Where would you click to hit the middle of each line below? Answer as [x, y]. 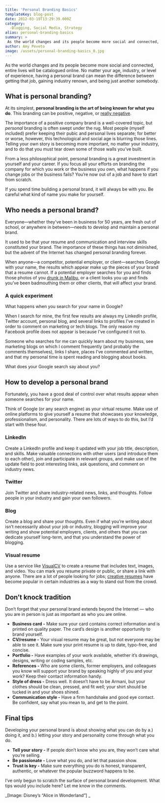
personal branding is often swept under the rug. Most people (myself [75, 128]
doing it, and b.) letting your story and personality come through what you [80, 735]
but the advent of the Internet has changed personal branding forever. [76, 253]
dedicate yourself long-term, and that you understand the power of [73, 537]
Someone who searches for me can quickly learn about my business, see [79, 342]
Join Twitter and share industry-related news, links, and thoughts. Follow [79, 493]
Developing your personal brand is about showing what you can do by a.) [79, 730]
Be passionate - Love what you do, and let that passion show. [75, 761]
